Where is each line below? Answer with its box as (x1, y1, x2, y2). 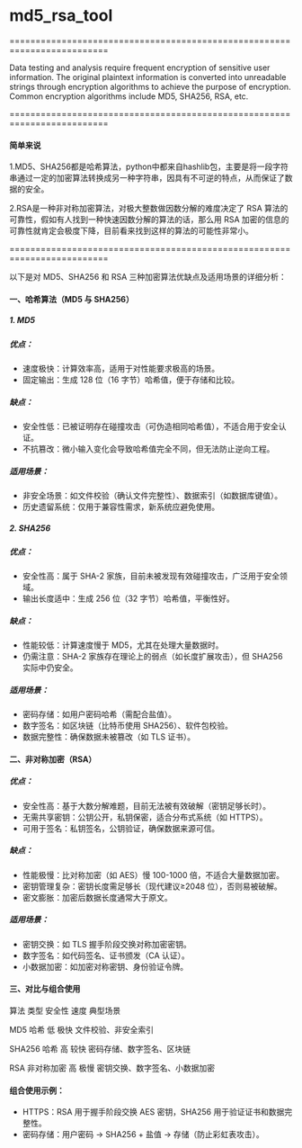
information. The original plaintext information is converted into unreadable (9, 71, 287, 82)
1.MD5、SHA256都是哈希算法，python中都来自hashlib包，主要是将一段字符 (9, 161, 289, 172)
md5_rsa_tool (9, 5, 113, 26)
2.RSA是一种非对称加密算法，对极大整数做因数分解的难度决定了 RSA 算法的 (9, 203, 289, 214)
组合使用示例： (9, 1085, 65, 1096)
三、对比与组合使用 (9, 983, 81, 994)
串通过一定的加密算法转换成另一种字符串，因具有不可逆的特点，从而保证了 (9, 173, 285, 184)
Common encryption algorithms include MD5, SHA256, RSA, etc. (9, 91, 249, 102)
